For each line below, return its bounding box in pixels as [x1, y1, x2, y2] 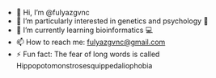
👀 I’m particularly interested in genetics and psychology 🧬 [15, 16, 209, 26]
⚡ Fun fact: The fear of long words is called [15, 49, 160, 59]
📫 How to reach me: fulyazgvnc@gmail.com [15, 37, 166, 47]
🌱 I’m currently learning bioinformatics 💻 [15, 25, 154, 35]
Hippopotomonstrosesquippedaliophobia [15, 61, 153, 70]
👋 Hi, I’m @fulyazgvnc [15, 8, 91, 17]
